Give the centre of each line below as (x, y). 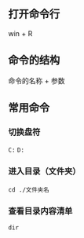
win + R (20, 33)
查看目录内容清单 (40, 211)
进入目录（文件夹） (44, 171)
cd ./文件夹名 (29, 190)
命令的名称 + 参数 (37, 80)
